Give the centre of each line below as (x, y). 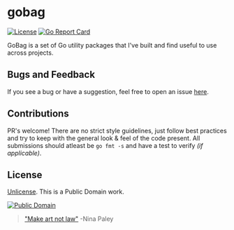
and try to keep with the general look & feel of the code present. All (104, 138)
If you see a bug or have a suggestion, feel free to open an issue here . (108, 91)
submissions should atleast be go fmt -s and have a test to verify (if (105, 145)
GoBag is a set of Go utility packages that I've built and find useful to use (112, 45)
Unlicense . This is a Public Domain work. (66, 192)
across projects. (30, 53)
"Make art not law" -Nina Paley (69, 219)
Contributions (38, 114)
